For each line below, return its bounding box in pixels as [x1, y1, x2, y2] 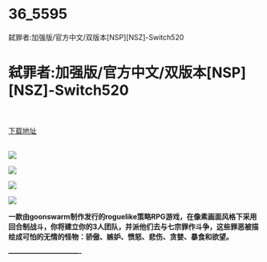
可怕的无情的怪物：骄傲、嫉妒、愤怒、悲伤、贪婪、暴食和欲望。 [22, 231, 233, 241]
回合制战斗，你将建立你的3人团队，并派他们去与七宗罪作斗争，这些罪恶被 [8, 222, 253, 231]
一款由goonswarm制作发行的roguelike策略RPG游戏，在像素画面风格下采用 [8, 211, 257, 221]
